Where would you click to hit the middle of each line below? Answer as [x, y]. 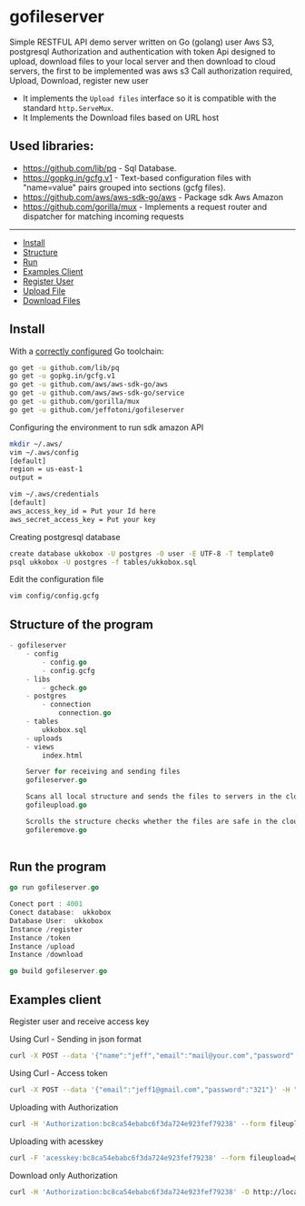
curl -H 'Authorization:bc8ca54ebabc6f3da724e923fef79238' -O [129, 1192]
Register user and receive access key [79, 1021]
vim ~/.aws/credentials [54, 494]
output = [26, 478]
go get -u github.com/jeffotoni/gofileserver [97, 410]
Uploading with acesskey [57, 1141]
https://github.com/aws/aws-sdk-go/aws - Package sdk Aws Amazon [153, 196]
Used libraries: [52, 146]
